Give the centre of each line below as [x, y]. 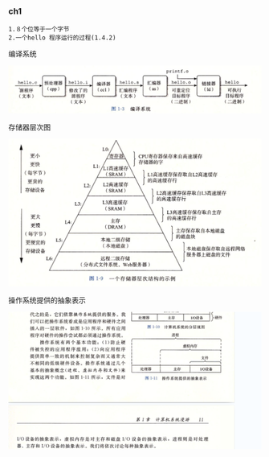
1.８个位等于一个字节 [39, 30]
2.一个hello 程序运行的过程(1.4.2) [62, 38]
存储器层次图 [29, 127]
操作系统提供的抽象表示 [47, 300]
